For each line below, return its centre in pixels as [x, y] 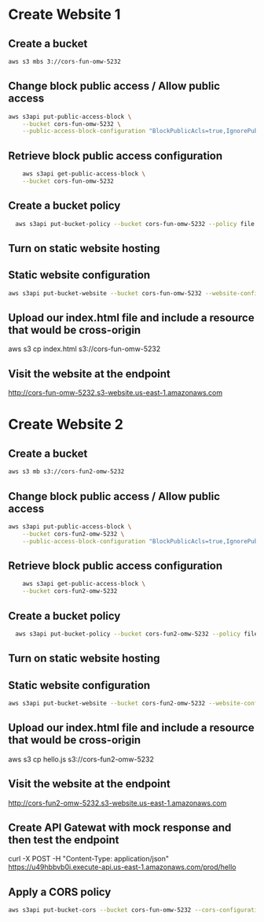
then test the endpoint [64, 840]
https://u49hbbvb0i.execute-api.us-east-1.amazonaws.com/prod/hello [122, 867]
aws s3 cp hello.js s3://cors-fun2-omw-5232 [81, 759]
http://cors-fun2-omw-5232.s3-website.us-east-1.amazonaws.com [117, 803]
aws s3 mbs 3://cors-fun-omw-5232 [65, 61]
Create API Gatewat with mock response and [120, 827]
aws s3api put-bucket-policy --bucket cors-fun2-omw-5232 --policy [128, 634]
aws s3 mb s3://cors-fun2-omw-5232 [66, 472]
